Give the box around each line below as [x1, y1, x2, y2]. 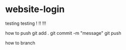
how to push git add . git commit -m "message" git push [5, 30, 122, 36]
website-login [5, 4, 65, 15]
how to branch [5, 39, 35, 46]
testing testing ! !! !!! [5, 20, 46, 26]
